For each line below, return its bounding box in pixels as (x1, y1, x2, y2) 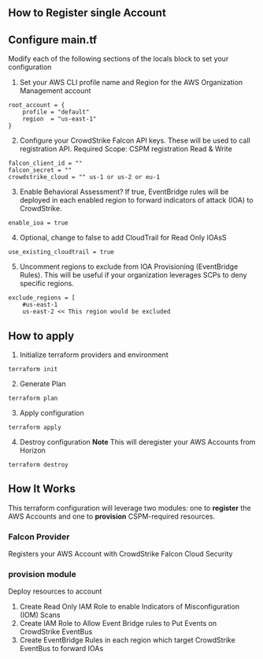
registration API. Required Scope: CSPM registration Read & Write (19, 144, 232, 154)
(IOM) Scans (19, 610, 61, 620)
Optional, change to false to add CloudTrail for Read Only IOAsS (19, 233, 227, 243)
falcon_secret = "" (8, 166, 72, 174)
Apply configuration (19, 408, 84, 418)
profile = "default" (22, 108, 90, 117)
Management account (19, 86, 91, 95)
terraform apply (8, 423, 61, 432)
